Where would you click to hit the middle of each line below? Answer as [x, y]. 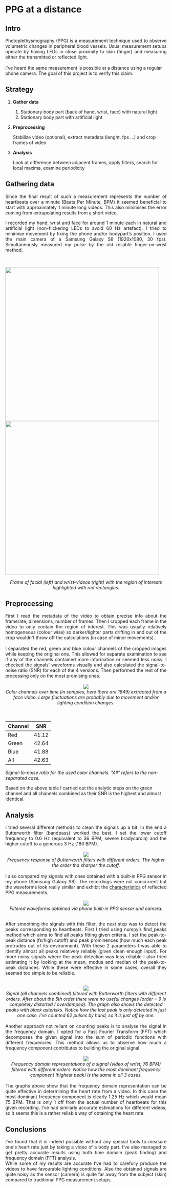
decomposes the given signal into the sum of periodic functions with [86, 1037]
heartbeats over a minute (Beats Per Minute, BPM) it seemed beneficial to [86, 202]
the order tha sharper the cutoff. [86, 865]
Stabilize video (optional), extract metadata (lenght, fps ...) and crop [84, 137]
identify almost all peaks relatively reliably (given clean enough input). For [86, 951]
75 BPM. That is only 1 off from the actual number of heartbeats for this [86, 1102]
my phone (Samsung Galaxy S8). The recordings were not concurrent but [86, 882]
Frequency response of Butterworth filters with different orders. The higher [86, 860]
